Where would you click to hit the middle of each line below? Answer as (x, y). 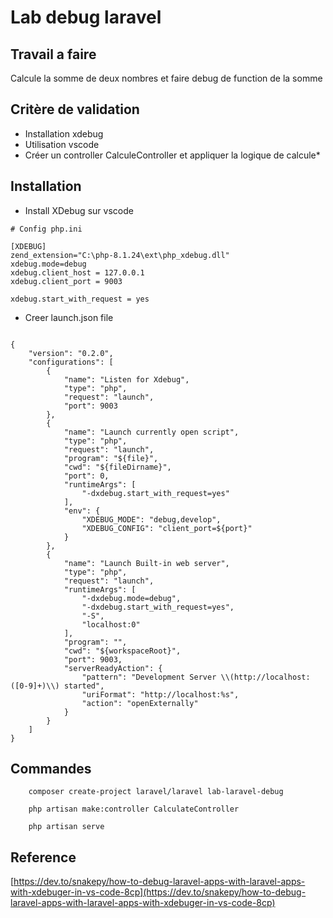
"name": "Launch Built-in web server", (146, 563)
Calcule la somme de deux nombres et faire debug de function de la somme (166, 78)
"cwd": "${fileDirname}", (117, 467)
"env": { (82, 511)
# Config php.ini (46, 229)
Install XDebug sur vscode (79, 210)
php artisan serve (66, 827)
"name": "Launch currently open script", (151, 432)
